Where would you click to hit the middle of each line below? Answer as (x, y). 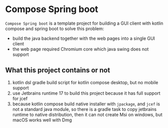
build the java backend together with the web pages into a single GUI (84, 38)
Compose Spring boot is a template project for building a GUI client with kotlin (84, 23)
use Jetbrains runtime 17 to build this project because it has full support (86, 93)
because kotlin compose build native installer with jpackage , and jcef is (86, 104)
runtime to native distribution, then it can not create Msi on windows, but (88, 114)
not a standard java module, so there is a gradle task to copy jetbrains (85, 109)
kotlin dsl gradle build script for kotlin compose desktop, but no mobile (85, 82)
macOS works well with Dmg (42, 120)
